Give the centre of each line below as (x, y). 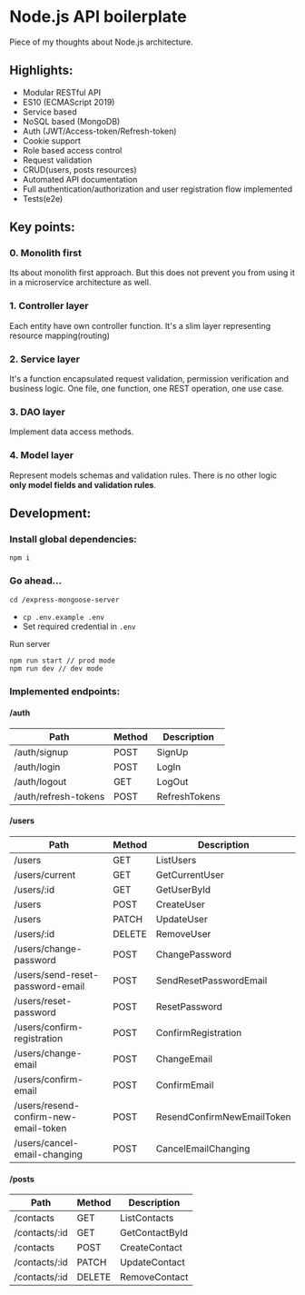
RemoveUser (183, 933)
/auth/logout (40, 782)
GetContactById (154, 1233)
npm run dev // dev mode (56, 668)
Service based (49, 112)
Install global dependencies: (74, 539)
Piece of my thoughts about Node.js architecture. (101, 42)
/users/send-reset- (57, 974)
